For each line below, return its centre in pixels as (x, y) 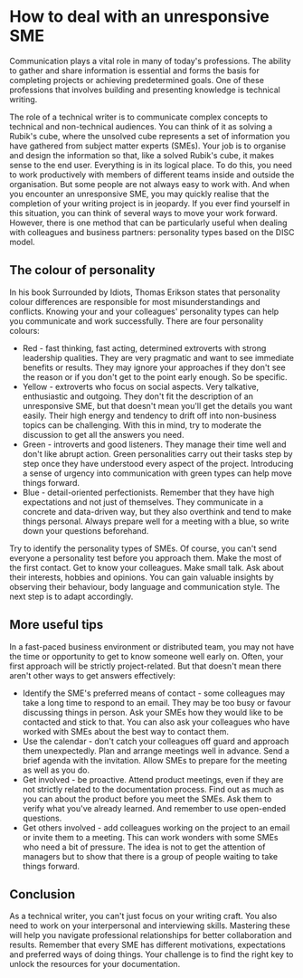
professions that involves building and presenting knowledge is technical (145, 90)
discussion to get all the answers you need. (103, 434)
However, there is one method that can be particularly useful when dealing (148, 223)
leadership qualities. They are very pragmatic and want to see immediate (158, 357)
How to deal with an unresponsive (139, 17)
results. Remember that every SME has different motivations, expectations (148, 945)
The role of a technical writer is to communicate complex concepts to (139, 117)
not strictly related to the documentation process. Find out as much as (153, 789)
